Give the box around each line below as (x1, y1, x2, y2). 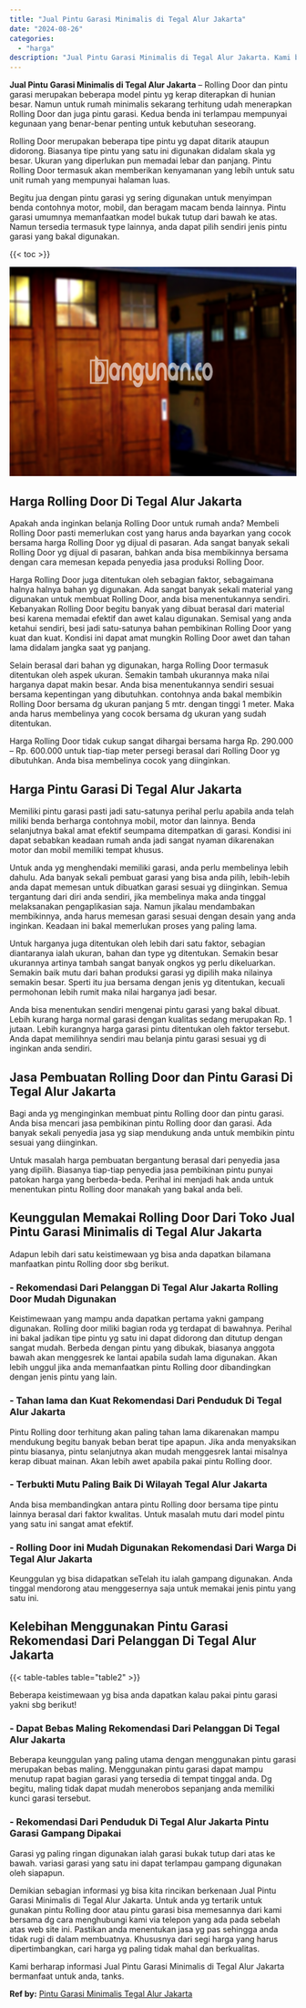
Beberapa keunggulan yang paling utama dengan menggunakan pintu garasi (9, 1754, 297, 1765)
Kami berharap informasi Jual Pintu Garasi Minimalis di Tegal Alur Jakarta (9, 1961, 285, 1972)
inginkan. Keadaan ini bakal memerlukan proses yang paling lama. (9, 921, 258, 931)
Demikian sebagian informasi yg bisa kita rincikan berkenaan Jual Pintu (9, 1885, 277, 1896)
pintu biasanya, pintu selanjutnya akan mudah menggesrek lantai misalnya (9, 1446, 289, 1457)
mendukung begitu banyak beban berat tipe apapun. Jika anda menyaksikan (9, 1436, 297, 1447)
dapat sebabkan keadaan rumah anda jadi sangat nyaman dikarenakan (9, 835, 275, 846)
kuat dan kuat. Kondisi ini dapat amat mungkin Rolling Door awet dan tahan (9, 632, 291, 643)
